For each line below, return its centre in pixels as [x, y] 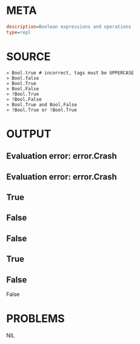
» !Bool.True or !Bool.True [42, 110]
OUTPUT [29, 134]
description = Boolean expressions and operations [69, 27]
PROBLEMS [35, 319]
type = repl [19, 32]
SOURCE [28, 57]
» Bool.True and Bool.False [42, 104]
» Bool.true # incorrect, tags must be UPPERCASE [70, 73]
